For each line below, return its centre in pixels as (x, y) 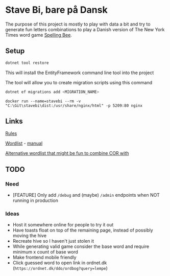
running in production (35, 200)
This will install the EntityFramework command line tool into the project (80, 73)
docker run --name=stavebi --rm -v (43, 101)
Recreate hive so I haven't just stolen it (53, 241)
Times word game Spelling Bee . (39, 35)
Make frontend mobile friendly (44, 258)
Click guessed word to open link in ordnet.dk (60, 263)
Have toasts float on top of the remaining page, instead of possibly (83, 230)
